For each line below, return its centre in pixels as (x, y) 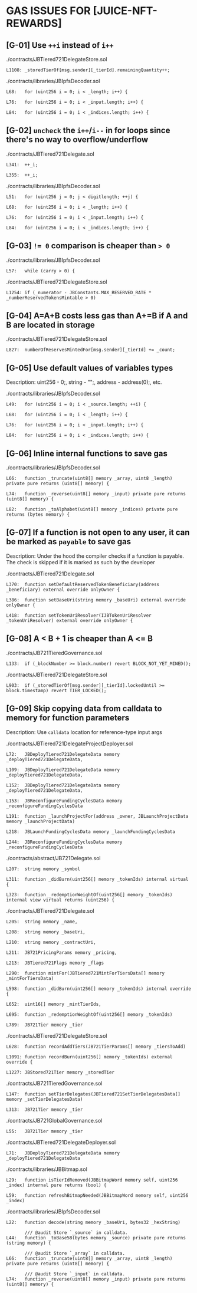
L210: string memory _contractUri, (51, 942)
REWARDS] (34, 23)
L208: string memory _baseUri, (46, 932)
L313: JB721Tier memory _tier (45, 1110)
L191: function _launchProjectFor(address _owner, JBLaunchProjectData (97, 816)
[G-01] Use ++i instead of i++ (60, 45)
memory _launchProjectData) (41, 821)
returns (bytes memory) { (38, 515)
